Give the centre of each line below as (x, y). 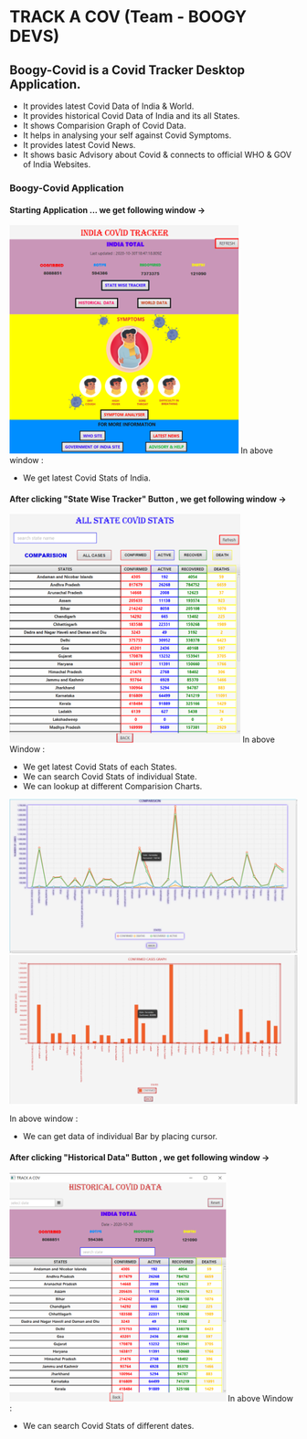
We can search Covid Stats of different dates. (108, 1425)
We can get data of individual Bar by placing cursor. (120, 1137)
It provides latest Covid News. (79, 145)
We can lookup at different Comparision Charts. (112, 787)
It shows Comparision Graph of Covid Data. (105, 126)
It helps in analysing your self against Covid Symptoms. (127, 135)
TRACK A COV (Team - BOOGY (128, 17)
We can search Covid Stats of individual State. (110, 777)
